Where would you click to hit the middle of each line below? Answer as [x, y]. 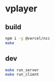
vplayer [21, 9]
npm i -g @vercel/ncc [28, 38]
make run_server [22, 70]
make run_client [22, 75]
